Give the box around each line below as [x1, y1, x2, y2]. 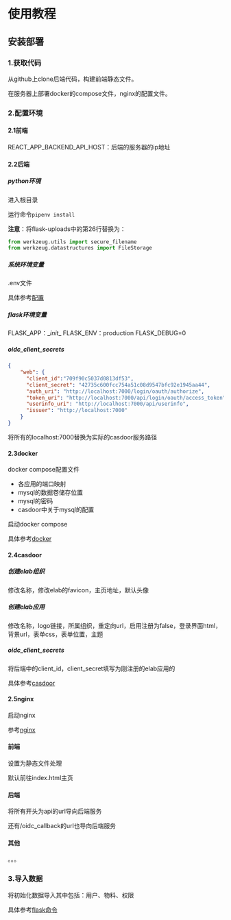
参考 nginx [8, 725, 36, 734]
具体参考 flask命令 [8, 906, 58, 914]
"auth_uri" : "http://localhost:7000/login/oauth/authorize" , [25, 388, 205, 395]
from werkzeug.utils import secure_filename [8, 238, 137, 245]
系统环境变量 [8, 260, 44, 268]
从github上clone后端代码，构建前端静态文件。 [8, 75, 138, 83]
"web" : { [20, 369, 45, 376]
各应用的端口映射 [17, 480, 66, 488]
